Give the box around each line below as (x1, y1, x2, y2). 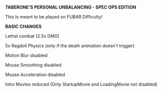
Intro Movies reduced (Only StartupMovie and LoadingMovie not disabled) (5, 82, 158, 87)
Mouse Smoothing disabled (5, 62, 61, 68)
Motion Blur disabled (5, 52, 48, 58)
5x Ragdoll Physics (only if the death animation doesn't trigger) (5, 43, 135, 49)
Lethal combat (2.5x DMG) (5, 33, 60, 39)
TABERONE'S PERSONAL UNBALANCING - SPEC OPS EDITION (5, 4, 137, 10)
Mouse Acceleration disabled (5, 72, 65, 78)
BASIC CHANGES (5, 23, 42, 29)
